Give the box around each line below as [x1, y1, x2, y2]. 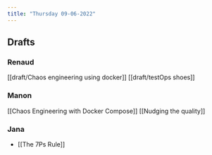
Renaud [7, 57, 35, 67]
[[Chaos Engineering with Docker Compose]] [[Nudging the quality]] [7, 107, 206, 115]
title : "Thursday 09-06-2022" [7, 10, 96, 18]
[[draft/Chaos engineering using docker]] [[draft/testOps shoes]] [7, 73, 195, 81]
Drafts [7, 36, 35, 48]
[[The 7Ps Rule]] [17, 140, 66, 148]
